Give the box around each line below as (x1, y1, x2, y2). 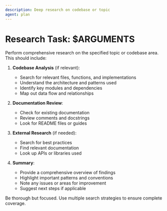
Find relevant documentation (19, 145, 79, 151)
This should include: (5, 55, 47, 61)
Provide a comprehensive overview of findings (19, 170, 116, 176)
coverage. (5, 201, 26, 207)
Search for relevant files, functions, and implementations (19, 74, 137, 80)
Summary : (12, 160, 35, 166)
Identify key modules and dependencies (19, 85, 103, 91)
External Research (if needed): (12, 130, 77, 136)
